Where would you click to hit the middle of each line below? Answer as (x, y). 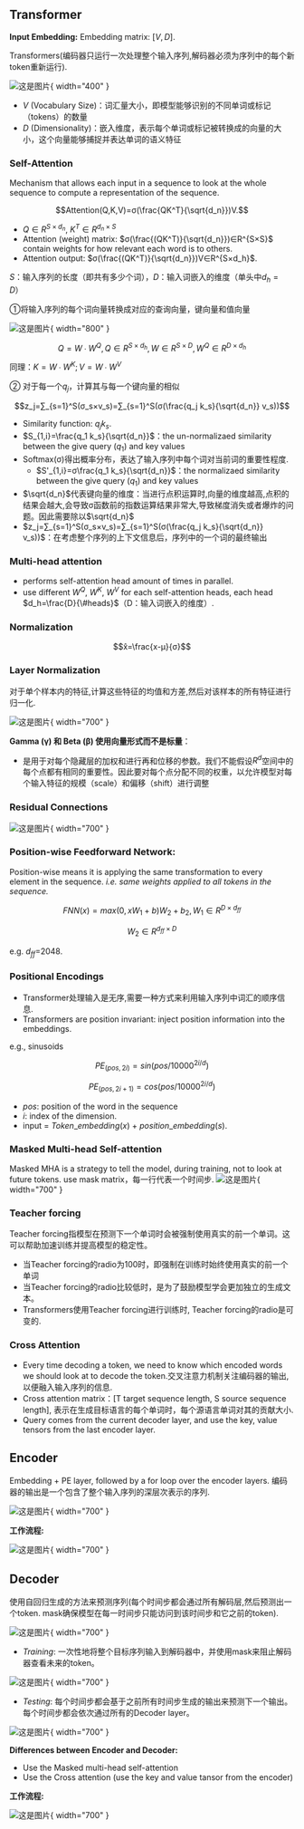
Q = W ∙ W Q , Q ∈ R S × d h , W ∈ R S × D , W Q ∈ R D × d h (152, 347)
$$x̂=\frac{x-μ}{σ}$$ (152, 647)
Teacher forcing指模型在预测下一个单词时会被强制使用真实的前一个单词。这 (150, 1234)
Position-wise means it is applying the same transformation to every (136, 871)
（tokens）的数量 (55, 116)
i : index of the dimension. (70, 1116)
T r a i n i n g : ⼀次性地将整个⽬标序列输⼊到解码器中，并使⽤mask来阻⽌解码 (157, 1651)
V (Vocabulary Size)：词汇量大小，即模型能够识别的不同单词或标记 (147, 105)
